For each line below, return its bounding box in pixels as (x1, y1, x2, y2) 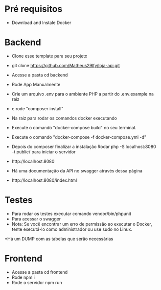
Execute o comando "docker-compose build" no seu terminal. (11, 124, 137, 130)
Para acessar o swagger (11, 216, 61, 221)
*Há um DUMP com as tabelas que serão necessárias (4, 236, 114, 242)
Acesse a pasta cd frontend (11, 269, 68, 275)
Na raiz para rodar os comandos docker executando (11, 115, 117, 121)
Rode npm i (11, 274, 35, 280)
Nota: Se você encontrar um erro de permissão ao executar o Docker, (11, 221, 152, 227)
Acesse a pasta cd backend (11, 72, 68, 78)
